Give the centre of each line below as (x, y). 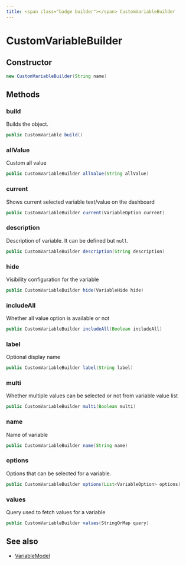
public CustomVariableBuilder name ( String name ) (67, 445)
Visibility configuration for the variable (53, 279)
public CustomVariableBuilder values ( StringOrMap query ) (78, 523)
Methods (23, 94)
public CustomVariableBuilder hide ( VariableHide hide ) (75, 290)
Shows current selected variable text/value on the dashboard (81, 202)
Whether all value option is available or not (58, 318)
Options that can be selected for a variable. (59, 473)
